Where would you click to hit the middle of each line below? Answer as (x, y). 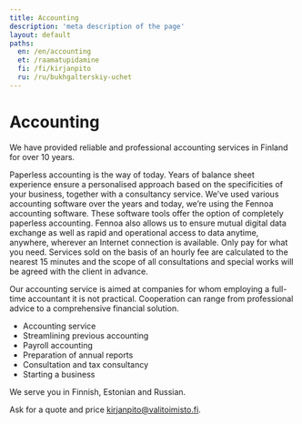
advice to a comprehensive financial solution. (94, 308)
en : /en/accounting (55, 52)
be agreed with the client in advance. (79, 271)
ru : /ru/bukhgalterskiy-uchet (75, 77)
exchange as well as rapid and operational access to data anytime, (134, 232)
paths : (22, 43)
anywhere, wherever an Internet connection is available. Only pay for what (149, 242)
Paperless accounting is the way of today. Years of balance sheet (132, 175)
